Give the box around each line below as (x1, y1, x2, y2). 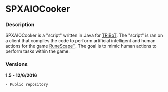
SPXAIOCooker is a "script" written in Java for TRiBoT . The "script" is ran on (5, 32, 163, 38)
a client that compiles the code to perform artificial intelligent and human (5, 38, 156, 44)
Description (5, 21, 35, 28)
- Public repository (5, 82, 49, 87)
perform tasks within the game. (5, 48, 70, 54)
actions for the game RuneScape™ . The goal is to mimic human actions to (5, 43, 157, 49)
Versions (5, 61, 28, 68)
